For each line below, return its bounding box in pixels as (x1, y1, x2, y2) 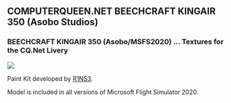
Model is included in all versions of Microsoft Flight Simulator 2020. (7, 88, 199, 96)
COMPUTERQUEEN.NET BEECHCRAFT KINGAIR (7, 6, 216, 17)
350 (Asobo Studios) (7, 17, 99, 28)
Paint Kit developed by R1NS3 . (7, 74, 93, 82)
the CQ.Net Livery (7, 46, 69, 55)
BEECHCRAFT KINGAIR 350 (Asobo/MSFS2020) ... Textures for (7, 37, 224, 47)
